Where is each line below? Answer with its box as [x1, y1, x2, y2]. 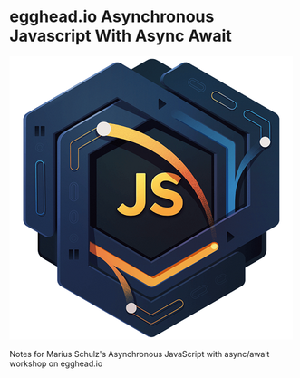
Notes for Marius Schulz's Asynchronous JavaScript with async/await [9, 348, 270, 359]
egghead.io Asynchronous [9, 6, 215, 27]
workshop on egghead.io [9, 358, 103, 369]
